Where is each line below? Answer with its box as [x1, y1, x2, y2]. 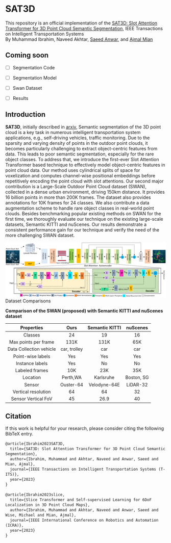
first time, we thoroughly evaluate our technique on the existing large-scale [5, 216, 163, 222]
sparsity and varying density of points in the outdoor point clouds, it [5, 140, 148, 146]
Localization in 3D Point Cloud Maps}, [5, 503, 90, 508]
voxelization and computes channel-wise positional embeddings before [5, 172, 156, 178]
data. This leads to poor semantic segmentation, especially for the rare [5, 151, 154, 157]
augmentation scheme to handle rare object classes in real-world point [5, 205, 154, 211]
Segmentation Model [12, 74, 57, 81]
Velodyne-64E [88, 381, 120, 387]
